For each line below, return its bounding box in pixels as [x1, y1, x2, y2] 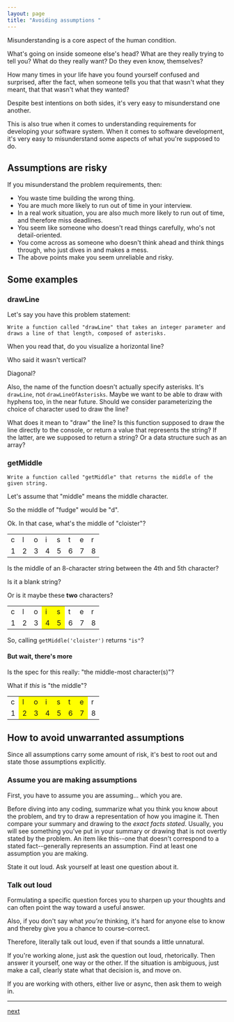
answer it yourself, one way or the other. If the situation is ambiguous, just [7, 959, 219, 967]
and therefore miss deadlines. [17, 216, 103, 225]
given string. [7, 480, 49, 487]
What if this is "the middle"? [7, 681, 87, 689]
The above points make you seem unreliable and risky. [17, 253, 174, 262]
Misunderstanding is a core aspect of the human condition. [7, 36, 177, 44]
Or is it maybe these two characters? [7, 591, 114, 600]
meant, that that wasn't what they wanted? [7, 85, 130, 93]
